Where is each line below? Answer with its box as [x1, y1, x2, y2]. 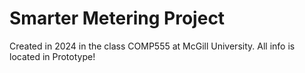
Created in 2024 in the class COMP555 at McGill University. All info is [9, 40, 296, 52]
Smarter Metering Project [9, 7, 226, 30]
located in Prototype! [9, 50, 96, 62]
